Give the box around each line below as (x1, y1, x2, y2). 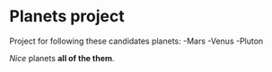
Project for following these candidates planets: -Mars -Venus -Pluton (9, 36, 264, 46)
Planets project (9, 6, 125, 27)
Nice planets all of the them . (9, 52, 115, 63)
